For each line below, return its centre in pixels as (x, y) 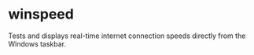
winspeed (41, 14)
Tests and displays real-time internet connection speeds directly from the (127, 36)
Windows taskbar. (37, 43)
